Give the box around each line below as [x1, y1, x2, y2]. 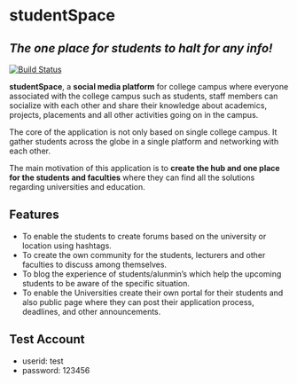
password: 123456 [21, 364, 90, 375]
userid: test [21, 356, 64, 366]
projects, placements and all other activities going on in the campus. [9, 110, 259, 120]
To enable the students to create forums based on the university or [21, 231, 267, 241]
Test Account [9, 332, 85, 347]
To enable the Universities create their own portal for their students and [21, 287, 284, 298]
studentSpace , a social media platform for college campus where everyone [9, 82, 289, 91]
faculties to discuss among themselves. [21, 259, 167, 270]
